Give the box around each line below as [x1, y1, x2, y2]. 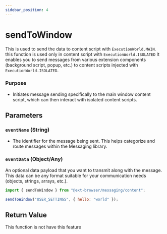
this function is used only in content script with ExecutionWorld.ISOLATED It [5, 51, 160, 57]
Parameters [5, 111, 43, 120]
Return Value [5, 210, 47, 219]
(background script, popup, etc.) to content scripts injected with [5, 62, 138, 68]
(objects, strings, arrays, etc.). [5, 178, 68, 184]
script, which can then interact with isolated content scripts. [12, 96, 137, 102]
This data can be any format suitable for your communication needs [5, 172, 146, 179]
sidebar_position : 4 [5, 7, 49, 13]
